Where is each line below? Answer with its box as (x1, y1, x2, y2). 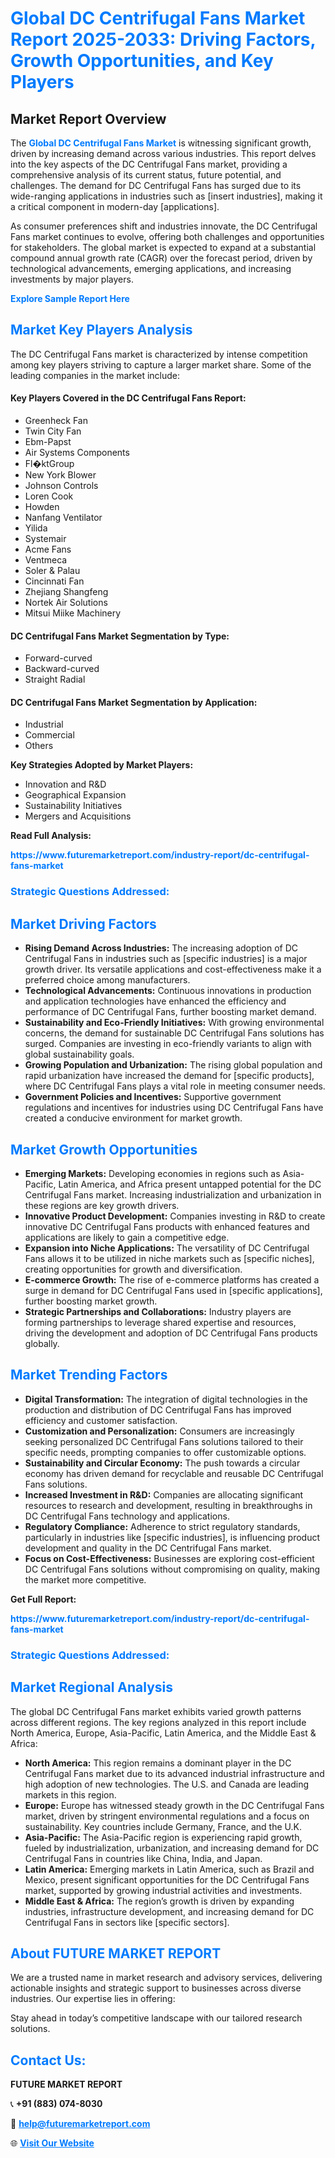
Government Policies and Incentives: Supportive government (24, 1091, 282, 1103)
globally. (24, 1337, 60, 1349)
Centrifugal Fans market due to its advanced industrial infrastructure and (24, 1767, 325, 1779)
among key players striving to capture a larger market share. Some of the (10, 358, 312, 371)
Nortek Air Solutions (24, 597, 108, 609)
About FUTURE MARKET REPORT (10, 1945, 222, 1962)
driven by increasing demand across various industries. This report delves (10, 148, 317, 159)
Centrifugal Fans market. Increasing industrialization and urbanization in (24, 1188, 322, 1201)
